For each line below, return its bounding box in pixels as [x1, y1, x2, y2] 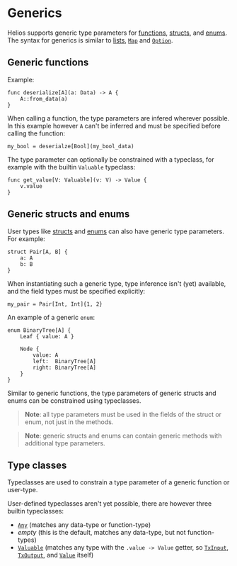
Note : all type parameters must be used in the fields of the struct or [24, 410, 221, 418]
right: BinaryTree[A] [33, 364, 97, 371]
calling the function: [7, 129, 66, 138]
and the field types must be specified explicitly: [7, 287, 146, 295]
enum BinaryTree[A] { [7, 326, 71, 334]
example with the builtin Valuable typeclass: [7, 162, 136, 171]
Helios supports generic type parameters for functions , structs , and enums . [7, 28, 228, 37]
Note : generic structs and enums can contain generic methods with [24, 431, 222, 440]
